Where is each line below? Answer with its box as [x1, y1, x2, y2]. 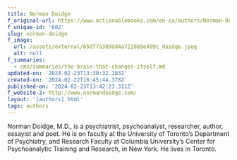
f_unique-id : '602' [7, 23, 65, 30]
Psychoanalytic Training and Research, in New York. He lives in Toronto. [7, 144, 217, 153]
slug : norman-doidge [7, 30, 68, 38]
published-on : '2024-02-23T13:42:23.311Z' [7, 83, 134, 90]
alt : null [13, 50, 42, 57]
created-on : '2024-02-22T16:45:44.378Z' [7, 76, 128, 84]
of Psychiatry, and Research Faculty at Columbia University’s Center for [7, 137, 216, 145]
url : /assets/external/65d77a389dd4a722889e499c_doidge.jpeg [13, 43, 197, 50]
